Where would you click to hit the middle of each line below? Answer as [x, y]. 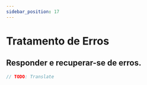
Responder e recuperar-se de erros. [74, 63]
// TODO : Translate [30, 77]
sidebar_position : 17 [33, 12]
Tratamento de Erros [58, 41]
